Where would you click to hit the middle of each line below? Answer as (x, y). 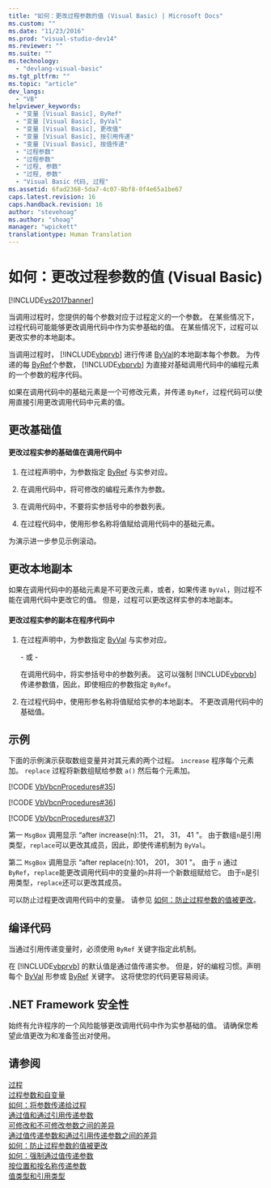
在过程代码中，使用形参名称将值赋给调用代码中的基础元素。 (119, 523)
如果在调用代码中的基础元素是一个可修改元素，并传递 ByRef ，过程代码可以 (132, 392)
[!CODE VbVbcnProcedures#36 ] (62, 803)
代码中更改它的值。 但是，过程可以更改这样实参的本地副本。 (136, 600)
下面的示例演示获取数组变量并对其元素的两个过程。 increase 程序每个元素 (131, 761)
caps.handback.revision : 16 (56, 204)
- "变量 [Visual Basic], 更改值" (69, 129)
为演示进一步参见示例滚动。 (55, 541)
